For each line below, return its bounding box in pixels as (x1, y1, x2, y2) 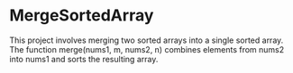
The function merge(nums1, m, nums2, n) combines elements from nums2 (9, 44, 285, 54)
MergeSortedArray (9, 5, 154, 26)
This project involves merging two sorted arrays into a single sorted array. (9, 35, 284, 45)
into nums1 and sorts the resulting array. (9, 53, 159, 64)
